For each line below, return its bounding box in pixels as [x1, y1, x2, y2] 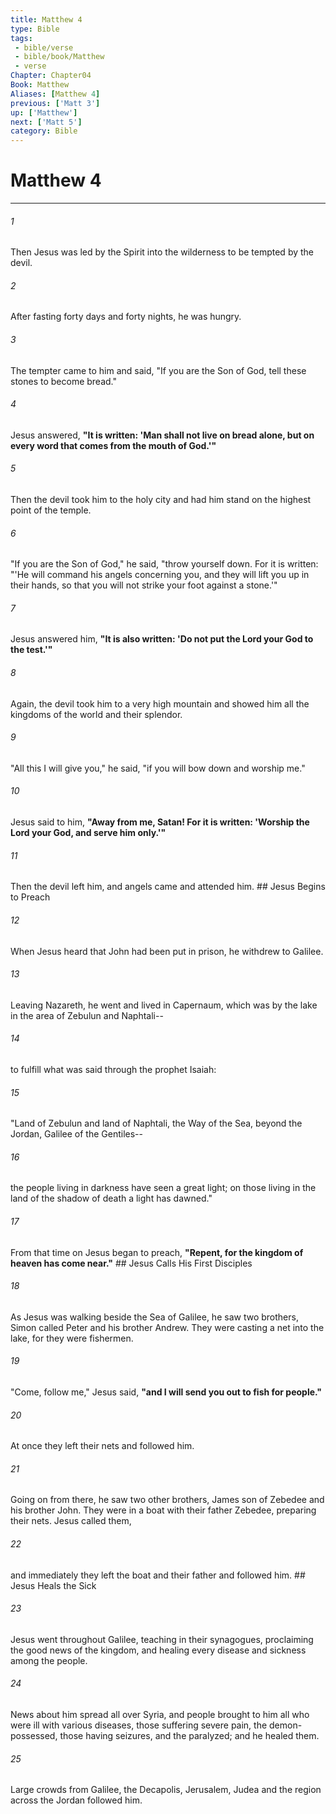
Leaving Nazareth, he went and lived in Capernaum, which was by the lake [10, 999, 318, 1011]
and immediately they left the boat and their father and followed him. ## [10, 1569, 306, 1581]
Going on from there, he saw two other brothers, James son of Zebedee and [10, 1494, 325, 1506]
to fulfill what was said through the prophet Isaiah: [10, 1063, 217, 1075]
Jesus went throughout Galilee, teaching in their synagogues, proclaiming [10, 1633, 314, 1645]
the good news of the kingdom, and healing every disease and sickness [10, 1644, 307, 1656]
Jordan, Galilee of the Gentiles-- [10, 1128, 143, 1140]
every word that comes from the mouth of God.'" [10, 439, 217, 451]
